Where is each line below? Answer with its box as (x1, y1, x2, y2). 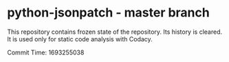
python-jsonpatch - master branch (7, 5, 210, 21)
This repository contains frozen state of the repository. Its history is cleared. (7, 28, 222, 36)
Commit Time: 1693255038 (7, 48, 85, 56)
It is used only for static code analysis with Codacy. (7, 34, 153, 43)
